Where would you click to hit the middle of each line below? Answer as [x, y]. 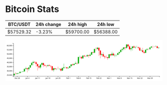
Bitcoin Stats [32, 9]
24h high [77, 24]
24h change [48, 24]
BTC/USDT [19, 24]
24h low [105, 24]
